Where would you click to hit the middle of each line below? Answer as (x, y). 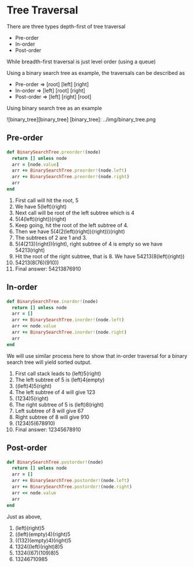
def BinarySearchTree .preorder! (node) (54, 152)
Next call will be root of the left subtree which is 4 (75, 213)
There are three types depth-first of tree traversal (66, 26)
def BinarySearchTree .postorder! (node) (55, 462)
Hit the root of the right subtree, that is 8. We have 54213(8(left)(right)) (100, 256)
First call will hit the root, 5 (47, 200)
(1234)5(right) (32, 398)
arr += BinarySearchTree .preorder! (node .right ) (71, 177)
